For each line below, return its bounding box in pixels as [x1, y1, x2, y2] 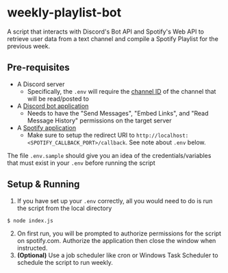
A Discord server [16, 80, 65, 88]
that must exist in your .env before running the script [7, 159, 155, 167]
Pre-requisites [7, 62, 70, 73]
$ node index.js [7, 217, 53, 224]
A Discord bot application [16, 101, 89, 110]
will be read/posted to [27, 94, 89, 103]
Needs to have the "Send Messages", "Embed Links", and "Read [27, 109, 209, 117]
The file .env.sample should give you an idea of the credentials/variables [7, 151, 212, 159]
